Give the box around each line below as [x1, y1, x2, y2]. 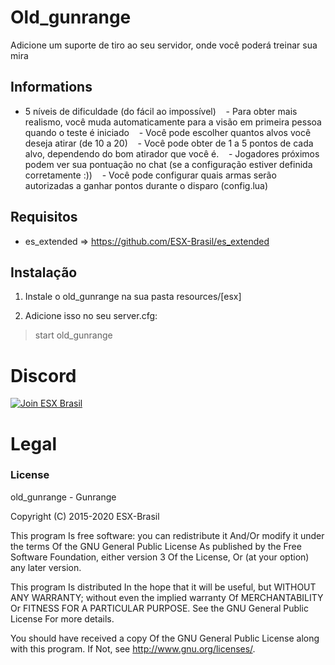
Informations [10, 79, 93, 96]
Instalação [10, 264, 78, 281]
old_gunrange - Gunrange [10, 491, 117, 503]
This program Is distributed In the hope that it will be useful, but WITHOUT [10, 581, 317, 593]
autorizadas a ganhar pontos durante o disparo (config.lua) [24, 179, 269, 191]
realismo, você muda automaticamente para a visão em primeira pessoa [24, 116, 322, 128]
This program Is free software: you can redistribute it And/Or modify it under [10, 529, 325, 541]
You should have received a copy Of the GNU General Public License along [10, 632, 320, 644]
